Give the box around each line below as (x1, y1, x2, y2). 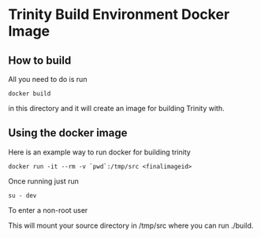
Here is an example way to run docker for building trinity (8, 147, 191, 157)
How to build (8, 54, 72, 67)
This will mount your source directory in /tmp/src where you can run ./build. (8, 221, 254, 230)
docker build (8, 90, 51, 98)
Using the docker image (8, 126, 128, 139)
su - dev (8, 192, 37, 199)
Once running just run (8, 176, 79, 186)
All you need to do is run (8, 75, 88, 84)
